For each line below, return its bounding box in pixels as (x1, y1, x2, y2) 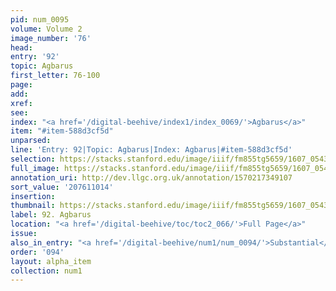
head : (10, 42, 33, 53)
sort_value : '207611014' (10, 182, 114, 192)
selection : (10, 154, 56, 164)
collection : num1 (10, 266, 83, 276)
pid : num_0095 (10, 14, 70, 25)
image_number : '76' (10, 33, 92, 43)
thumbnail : (10, 201, 56, 211)
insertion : (10, 191, 56, 201)
